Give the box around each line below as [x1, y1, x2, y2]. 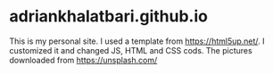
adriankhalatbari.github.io [9, 6, 208, 27]
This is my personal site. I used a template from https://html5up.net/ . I [9, 36, 265, 46]
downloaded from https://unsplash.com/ [9, 54, 158, 65]
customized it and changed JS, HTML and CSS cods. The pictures [9, 45, 252, 55]
